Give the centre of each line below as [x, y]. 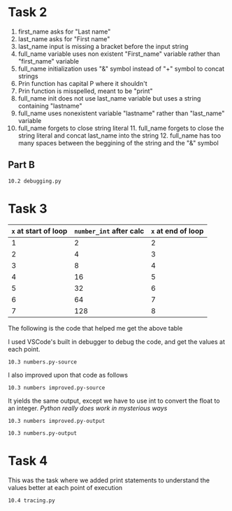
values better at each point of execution [65, 487]
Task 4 [28, 460]
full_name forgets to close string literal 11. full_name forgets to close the [121, 128]
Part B [22, 165]
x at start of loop [39, 231]
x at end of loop [177, 231]
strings [28, 76]
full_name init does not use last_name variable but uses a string [109, 98]
